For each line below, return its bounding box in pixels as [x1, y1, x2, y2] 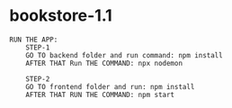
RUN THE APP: [9, 35, 58, 44]
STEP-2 [25, 74, 50, 84]
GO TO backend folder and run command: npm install [25, 50, 223, 59]
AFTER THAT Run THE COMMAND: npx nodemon [25, 58, 183, 67]
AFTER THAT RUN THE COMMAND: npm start [25, 90, 175, 99]
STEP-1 [25, 42, 50, 52]
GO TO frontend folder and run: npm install [25, 82, 195, 91]
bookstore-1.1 [9, 5, 112, 26]
